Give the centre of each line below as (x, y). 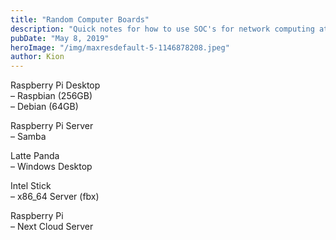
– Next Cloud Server (52, 227)
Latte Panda (35, 156)
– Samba (28, 137)
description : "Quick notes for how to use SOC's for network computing (162, 29)
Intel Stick (31, 186)
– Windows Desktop (51, 167)
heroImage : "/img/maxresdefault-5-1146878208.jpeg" (120, 47)
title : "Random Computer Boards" (80, 19)
